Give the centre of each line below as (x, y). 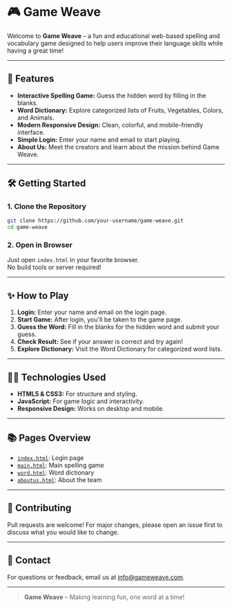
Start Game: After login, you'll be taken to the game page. (100, 320)
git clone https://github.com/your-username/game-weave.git (96, 221)
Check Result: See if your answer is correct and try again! (100, 342)
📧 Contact (29, 561)
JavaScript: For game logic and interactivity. (81, 401)
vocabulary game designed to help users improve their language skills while (115, 43)
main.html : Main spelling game (61, 465)
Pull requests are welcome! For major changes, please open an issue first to (115, 524)
